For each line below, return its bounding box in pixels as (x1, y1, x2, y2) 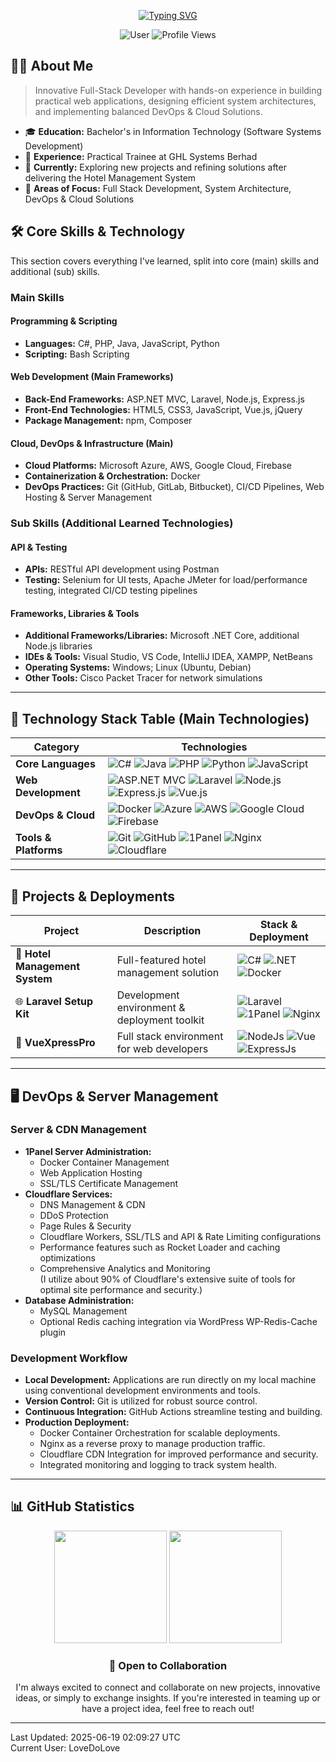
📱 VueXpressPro (15, 1036, 96, 1050)
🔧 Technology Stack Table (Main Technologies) (10, 710, 310, 727)
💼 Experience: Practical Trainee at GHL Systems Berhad (24, 150, 258, 162)
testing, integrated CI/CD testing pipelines (24, 585, 198, 597)
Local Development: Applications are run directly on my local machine (24, 1374, 317, 1386)
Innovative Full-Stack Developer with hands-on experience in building (34, 84, 323, 96)
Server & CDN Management (10, 1123, 147, 1137)
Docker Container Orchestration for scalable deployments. (39, 1427, 281, 1439)
